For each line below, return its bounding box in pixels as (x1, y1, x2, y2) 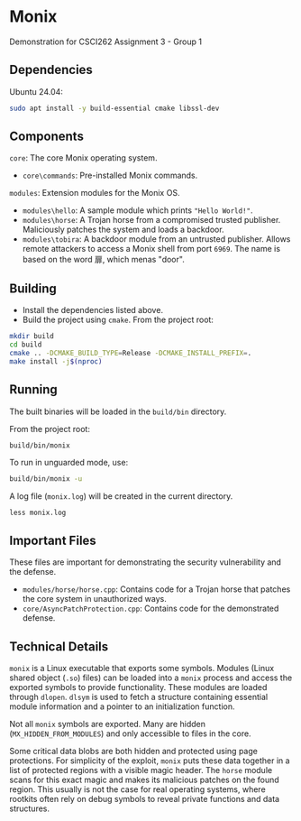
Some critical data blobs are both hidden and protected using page (9, 745, 259, 756)
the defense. (9, 567, 57, 577)
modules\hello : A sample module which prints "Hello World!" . (22, 205, 254, 216)
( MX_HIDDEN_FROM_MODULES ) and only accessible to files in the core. (9, 728, 251, 739)
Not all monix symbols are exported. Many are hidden (9, 718, 205, 729)
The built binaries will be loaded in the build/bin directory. (9, 406, 227, 417)
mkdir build (9, 332, 54, 341)
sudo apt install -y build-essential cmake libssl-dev (9, 104, 220, 113)
